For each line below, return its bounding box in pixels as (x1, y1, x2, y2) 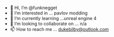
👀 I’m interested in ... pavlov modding (10, 10, 88, 16)
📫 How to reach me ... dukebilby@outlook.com (10, 26, 109, 32)
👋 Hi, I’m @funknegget (10, 5, 57, 10)
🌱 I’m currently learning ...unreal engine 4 (10, 15, 97, 21)
